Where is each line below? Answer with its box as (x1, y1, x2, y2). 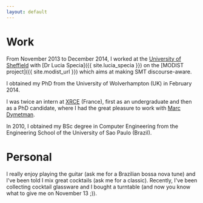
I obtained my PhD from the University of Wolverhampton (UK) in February (6, 79, 192, 87)
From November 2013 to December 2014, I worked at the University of (6, 55, 182, 62)
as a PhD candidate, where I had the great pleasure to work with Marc (6, 104, 181, 111)
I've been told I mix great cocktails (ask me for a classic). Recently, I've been (6, 176, 198, 184)
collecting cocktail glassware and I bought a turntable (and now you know (6, 183, 191, 190)
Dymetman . (6, 110, 35, 118)
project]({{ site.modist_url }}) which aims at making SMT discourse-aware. (6, 68, 192, 75)
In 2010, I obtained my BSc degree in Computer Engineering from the (6, 122, 179, 130)
